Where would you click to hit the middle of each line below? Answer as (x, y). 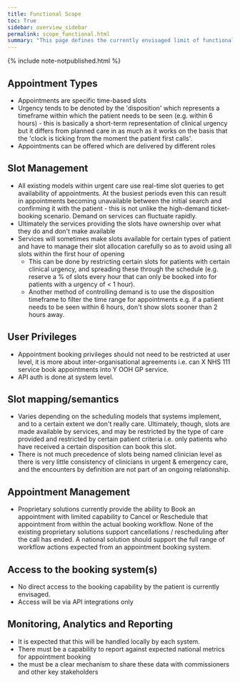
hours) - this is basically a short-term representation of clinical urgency (122, 123)
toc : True (22, 21)
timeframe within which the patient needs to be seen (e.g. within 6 (115, 116)
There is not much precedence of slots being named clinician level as (120, 455)
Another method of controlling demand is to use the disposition (121, 292)
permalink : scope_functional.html (59, 34)
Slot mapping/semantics (63, 399)
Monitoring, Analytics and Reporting (90, 624)
